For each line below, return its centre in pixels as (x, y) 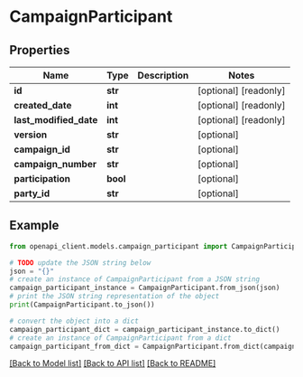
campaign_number (55, 164)
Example (34, 226)
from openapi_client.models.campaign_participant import (119, 246)
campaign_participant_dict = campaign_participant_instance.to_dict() (145, 329)
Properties (40, 50)
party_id (32, 193)
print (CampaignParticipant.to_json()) (82, 305)
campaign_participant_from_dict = (74, 346)
